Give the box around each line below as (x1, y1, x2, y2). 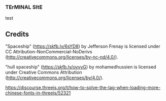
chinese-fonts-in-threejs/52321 (5, 90, 71, 96)
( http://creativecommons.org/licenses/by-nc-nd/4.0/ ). (5, 54, 118, 60)
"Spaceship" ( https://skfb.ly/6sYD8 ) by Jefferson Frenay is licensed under (5, 43, 160, 49)
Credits (5, 29, 29, 39)
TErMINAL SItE (5, 4, 43, 11)
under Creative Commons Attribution (5, 70, 82, 76)
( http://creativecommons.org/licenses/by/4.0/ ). (5, 75, 104, 81)
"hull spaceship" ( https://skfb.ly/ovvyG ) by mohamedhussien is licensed (5, 64, 156, 70)
